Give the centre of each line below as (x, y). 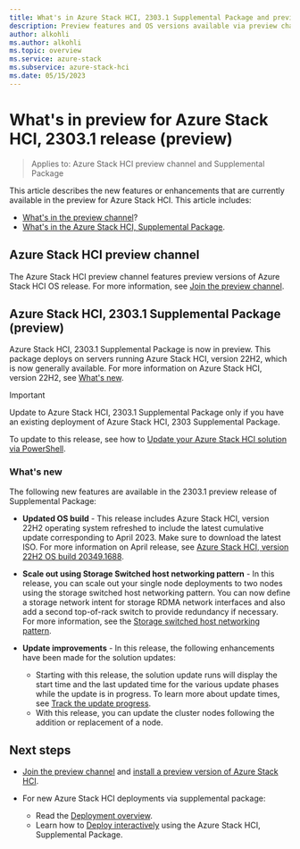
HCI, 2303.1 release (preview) (121, 139)
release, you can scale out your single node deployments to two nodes (152, 583)
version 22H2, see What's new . (67, 378)
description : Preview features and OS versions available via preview (143, 26)
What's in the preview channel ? (80, 217)
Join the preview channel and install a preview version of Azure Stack (150, 772)
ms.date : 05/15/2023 (48, 76)
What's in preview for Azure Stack (139, 119)
